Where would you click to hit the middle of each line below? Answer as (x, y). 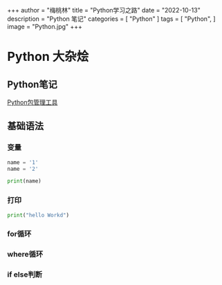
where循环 (25, 255)
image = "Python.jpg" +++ (45, 27)
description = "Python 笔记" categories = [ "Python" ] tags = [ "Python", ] (111, 19)
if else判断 (25, 275)
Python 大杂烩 (48, 57)
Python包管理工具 (33, 102)
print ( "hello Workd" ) (38, 215)
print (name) (24, 181)
